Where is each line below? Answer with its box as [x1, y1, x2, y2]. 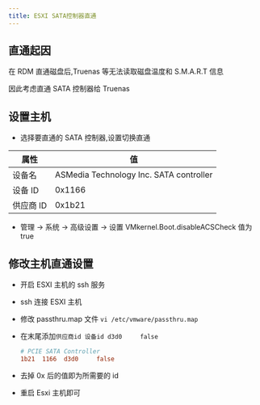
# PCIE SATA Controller [19, 348, 101, 356]
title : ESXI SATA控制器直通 [8, 11, 97, 20]
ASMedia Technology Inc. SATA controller [55, 169, 213, 180]
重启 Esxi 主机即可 [19, 387, 81, 397]
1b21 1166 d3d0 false [19, 355, 115, 363]
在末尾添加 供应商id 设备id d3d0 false [19, 331, 159, 341]
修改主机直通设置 [8, 256, 94, 271]
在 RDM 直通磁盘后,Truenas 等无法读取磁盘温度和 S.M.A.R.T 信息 [8, 66, 224, 77]
